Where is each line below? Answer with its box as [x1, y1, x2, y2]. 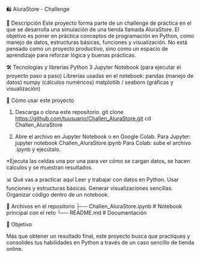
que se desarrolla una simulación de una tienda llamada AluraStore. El [6, 26, 180, 33]
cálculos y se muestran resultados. [6, 164, 93, 171]
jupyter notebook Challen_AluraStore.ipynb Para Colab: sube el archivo [14, 139, 192, 147]
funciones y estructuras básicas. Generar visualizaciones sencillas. [6, 185, 173, 192]
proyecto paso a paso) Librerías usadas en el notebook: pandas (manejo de [6, 72, 194, 79]
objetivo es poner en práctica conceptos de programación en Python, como [6, 33, 195, 39]
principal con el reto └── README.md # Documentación [6, 209, 147, 216]
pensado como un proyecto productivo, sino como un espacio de [6, 45, 169, 52]
